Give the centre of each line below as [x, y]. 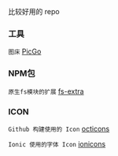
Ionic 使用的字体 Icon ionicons [57, 143]
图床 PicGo [25, 52]
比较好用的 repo [34, 11]
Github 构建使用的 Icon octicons [59, 128]
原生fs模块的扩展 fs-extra [46, 91]
